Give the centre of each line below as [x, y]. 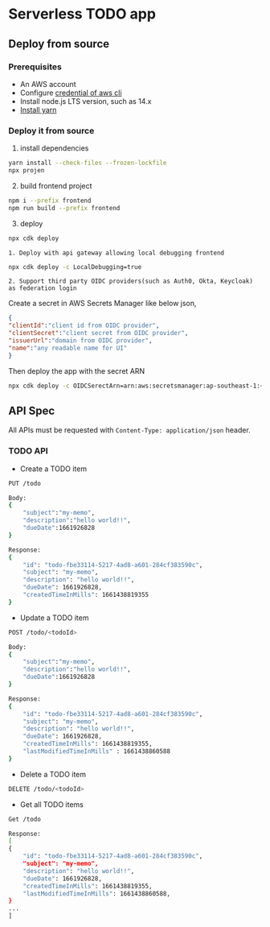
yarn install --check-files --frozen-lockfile [88, 163]
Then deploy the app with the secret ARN [77, 370]
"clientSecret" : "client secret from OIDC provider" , [98, 333]
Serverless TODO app [82, 14]
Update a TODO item [54, 618]
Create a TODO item [53, 469]
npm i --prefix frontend [50, 201]
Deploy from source [59, 44]
